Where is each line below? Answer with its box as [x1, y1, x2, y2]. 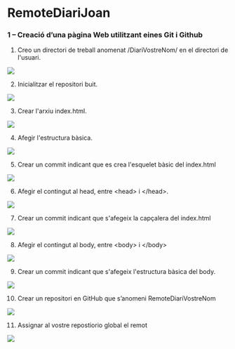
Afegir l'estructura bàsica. [17, 133, 93, 142]
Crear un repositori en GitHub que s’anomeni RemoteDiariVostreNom [17, 294, 216, 303]
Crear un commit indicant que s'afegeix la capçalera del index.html [17, 214, 211, 223]
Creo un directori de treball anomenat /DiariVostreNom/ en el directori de [17, 46, 229, 54]
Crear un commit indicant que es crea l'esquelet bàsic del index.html [17, 160, 216, 169]
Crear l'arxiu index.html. [17, 107, 87, 115]
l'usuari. [17, 53, 41, 62]
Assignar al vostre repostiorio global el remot [17, 321, 148, 329]
